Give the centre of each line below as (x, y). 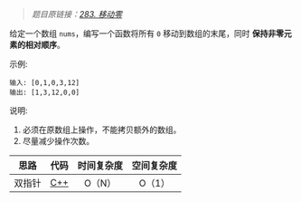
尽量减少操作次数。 (58, 141)
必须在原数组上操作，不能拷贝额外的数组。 (102, 130)
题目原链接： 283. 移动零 (77, 14)
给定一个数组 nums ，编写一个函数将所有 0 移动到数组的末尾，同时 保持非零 (147, 34)
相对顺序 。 (45, 45)
